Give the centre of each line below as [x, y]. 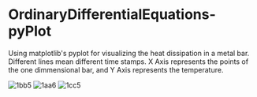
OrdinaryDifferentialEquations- [112, 15]
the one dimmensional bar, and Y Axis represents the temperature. [116, 69]
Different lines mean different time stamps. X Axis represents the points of [128, 62]
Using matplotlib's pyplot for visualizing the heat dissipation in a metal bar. [129, 53]
